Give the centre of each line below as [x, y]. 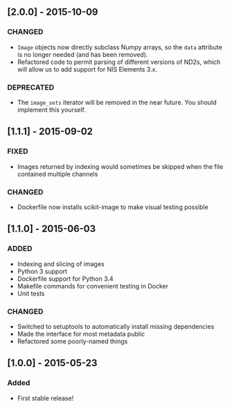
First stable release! [45, 398]
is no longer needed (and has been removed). [82, 54]
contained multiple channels [57, 174]
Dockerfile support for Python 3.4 [65, 279]
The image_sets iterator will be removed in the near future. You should [117, 102]
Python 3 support [42, 271]
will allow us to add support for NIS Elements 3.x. [87, 69]
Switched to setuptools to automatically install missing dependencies [116, 326]
